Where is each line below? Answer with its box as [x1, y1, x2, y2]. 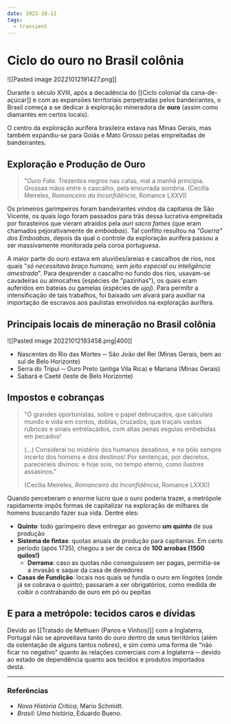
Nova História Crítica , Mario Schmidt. [16, 701, 124, 710]
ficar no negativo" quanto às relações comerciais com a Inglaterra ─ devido [7, 648, 221, 656]
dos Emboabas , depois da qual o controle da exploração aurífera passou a [7, 234, 219, 242]
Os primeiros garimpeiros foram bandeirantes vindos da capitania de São [7, 204, 214, 213]
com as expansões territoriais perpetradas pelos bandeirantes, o [37, 96, 221, 104]
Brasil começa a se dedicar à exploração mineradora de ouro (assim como [7, 103, 219, 111]
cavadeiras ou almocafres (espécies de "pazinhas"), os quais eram [7, 277, 197, 285]
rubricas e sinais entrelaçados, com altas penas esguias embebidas [23, 425, 217, 433]
